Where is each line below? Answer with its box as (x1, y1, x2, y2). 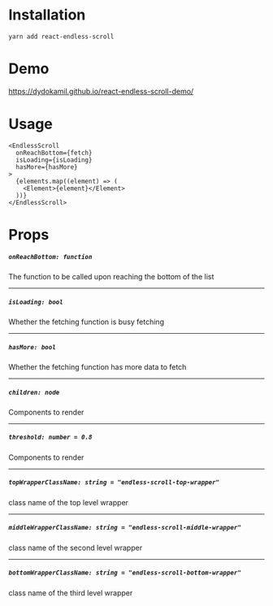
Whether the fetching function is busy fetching (8, 317, 165, 327)
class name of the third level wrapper (8, 587, 133, 598)
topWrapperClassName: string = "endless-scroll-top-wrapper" (8, 478, 220, 487)
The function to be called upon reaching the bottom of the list (8, 271, 214, 281)
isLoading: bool (8, 298, 63, 306)
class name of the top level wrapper (8, 497, 128, 507)
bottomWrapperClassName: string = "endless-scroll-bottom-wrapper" (8, 569, 242, 578)
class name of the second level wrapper (8, 543, 143, 552)
